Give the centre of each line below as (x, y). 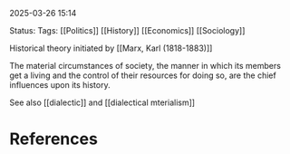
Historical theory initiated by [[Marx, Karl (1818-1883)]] (111, 48)
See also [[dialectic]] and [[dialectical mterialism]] (102, 102)
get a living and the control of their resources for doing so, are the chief (143, 75)
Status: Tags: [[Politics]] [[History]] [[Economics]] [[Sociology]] (127, 30)
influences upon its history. (60, 85)
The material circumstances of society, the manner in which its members (145, 66)
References (53, 139)
